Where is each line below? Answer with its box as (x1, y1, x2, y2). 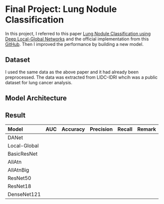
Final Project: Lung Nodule (5, 3, 117, 15)
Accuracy (61, 126, 85, 133)
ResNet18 (7, 183, 31, 190)
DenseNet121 (7, 191, 41, 198)
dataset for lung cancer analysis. (5, 79, 73, 85)
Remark (137, 126, 156, 133)
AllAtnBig (7, 166, 29, 173)
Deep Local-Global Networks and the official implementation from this (5, 36, 149, 42)
